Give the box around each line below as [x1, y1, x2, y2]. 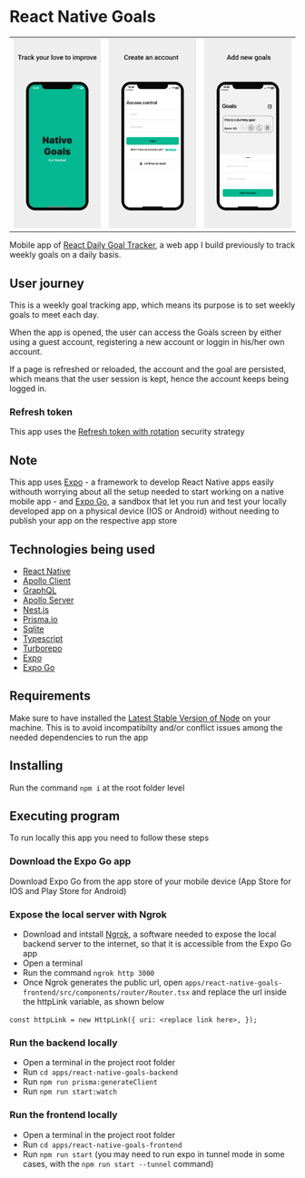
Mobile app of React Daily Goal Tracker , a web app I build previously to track [9, 240, 296, 250]
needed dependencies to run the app [9, 731, 148, 742]
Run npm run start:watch [22, 1086, 118, 1097]
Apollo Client [22, 575, 71, 586]
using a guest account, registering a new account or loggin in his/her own [9, 337, 285, 348]
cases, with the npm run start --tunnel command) [22, 1158, 214, 1169]
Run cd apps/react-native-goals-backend [22, 1066, 179, 1077]
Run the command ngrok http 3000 [22, 967, 155, 978]
